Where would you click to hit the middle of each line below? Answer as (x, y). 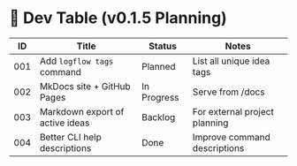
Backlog (158, 117)
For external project (233, 111)
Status (163, 46)
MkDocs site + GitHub (85, 86)
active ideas (65, 123)
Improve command (232, 137)
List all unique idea (231, 61)
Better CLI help (70, 137)
